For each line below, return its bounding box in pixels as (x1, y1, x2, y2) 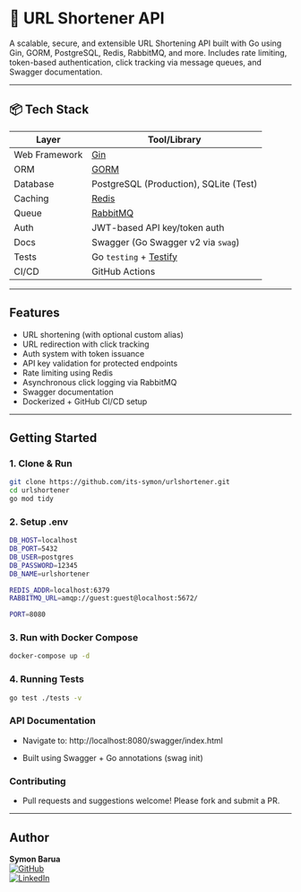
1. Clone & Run (9, 457, 73, 470)
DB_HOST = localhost (9, 536, 78, 545)
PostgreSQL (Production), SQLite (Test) (90, 177, 258, 190)
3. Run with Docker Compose (9, 631, 139, 644)
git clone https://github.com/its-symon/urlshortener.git (9, 478, 230, 487)
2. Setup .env (9, 516, 69, 528)
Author (9, 830, 49, 845)
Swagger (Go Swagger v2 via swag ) (90, 235, 240, 248)
